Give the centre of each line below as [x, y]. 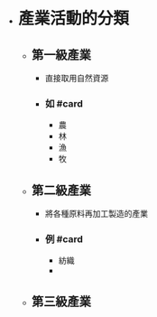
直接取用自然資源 [77, 78]
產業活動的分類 [73, 19]
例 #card [64, 239]
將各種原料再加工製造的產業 [97, 214]
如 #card [64, 103]
